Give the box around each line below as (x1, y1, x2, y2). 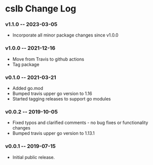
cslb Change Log (5, 3, 76, 14)
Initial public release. (12, 154, 55, 160)
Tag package (12, 61, 40, 67)
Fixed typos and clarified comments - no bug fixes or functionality (12, 119, 149, 125)
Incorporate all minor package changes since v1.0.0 (12, 32, 119, 38)
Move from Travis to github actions (12, 56, 85, 62)
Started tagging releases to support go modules (12, 96, 111, 102)
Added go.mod (12, 85, 43, 91)
